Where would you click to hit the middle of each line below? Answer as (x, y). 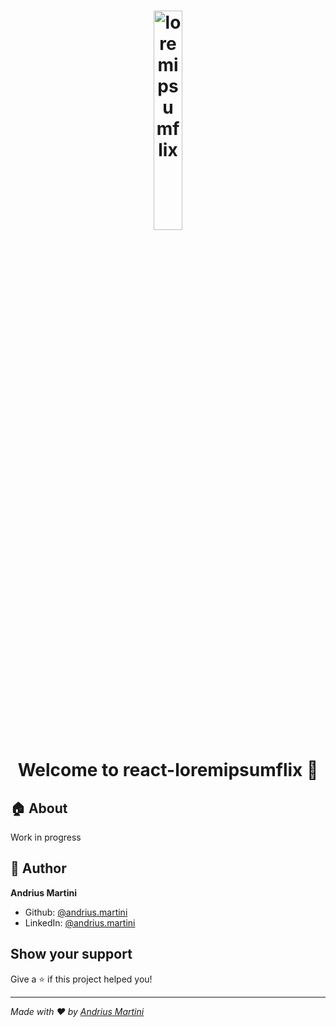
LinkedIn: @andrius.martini (80, 922)
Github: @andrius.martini (76, 912)
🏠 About (39, 808)
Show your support (71, 954)
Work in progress (46, 837)
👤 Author (38, 868)
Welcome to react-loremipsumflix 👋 (168, 770)
